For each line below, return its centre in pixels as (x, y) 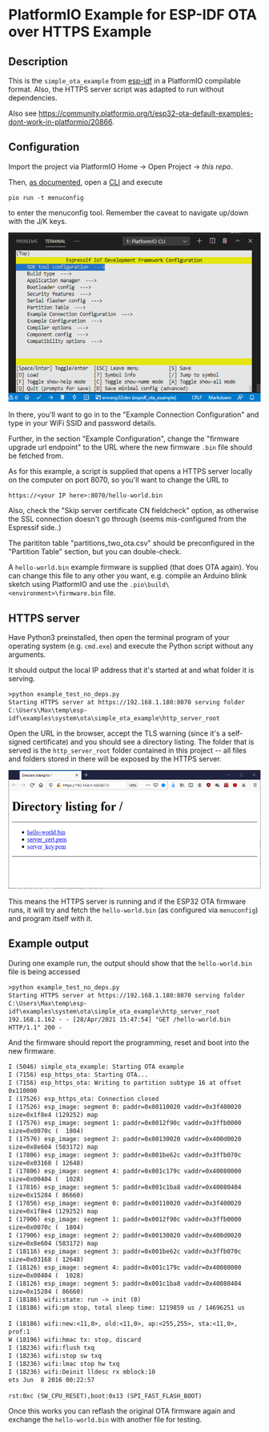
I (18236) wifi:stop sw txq (55, 1356)
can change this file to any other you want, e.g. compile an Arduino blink (128, 576)
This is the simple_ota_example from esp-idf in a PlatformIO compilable (125, 81)
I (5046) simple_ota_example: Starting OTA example (96, 1067)
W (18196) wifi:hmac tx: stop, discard (75, 1340)
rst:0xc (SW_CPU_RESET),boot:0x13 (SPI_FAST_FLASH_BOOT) (105, 1396)
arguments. (27, 655)
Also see (23, 113)
